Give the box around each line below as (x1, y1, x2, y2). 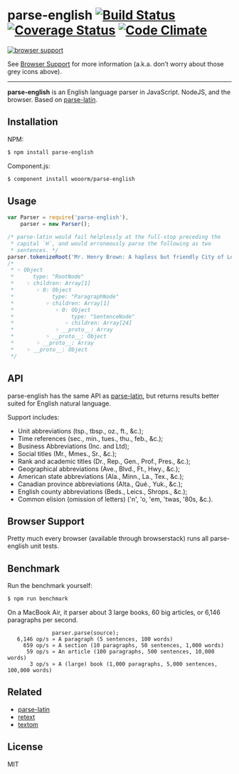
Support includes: (7, 413, 60, 421)
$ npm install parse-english (7, 148, 94, 156)
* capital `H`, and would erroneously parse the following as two (10, 239, 212, 247)
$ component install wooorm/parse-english (7, 175, 135, 182)
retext (17, 713, 36, 721)
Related (7, 686, 43, 698)
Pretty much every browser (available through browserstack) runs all (7, 535, 208, 543)
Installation (7, 116, 58, 128)
